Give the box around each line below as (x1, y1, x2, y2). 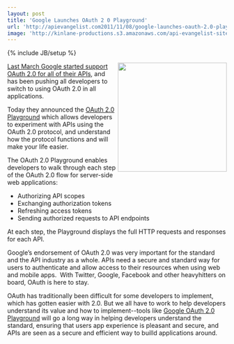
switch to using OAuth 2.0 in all (7, 84, 96, 93)
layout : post (7, 10, 45, 17)
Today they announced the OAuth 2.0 (7, 105, 115, 114)
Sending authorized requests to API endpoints (17, 214, 150, 223)
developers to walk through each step (7, 163, 116, 172)
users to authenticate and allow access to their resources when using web (7, 263, 221, 272)
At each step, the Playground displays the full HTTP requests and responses (7, 227, 226, 236)
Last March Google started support (7, 62, 108, 70)
